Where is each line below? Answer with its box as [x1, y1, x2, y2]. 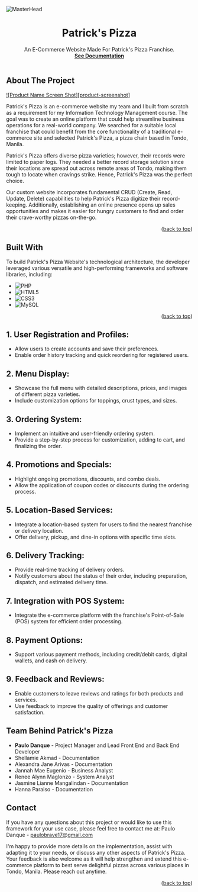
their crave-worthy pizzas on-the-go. [6, 214, 97, 221]
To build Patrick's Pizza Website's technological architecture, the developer [6, 258, 190, 265]
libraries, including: [6, 271, 53, 278]
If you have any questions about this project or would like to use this [6, 819, 172, 826]
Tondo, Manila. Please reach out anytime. [6, 868, 107, 875]
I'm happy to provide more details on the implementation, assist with [6, 842, 173, 849]
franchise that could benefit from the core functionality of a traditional [6, 128, 176, 135]
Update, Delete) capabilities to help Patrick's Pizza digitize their [6, 195, 161, 202]
